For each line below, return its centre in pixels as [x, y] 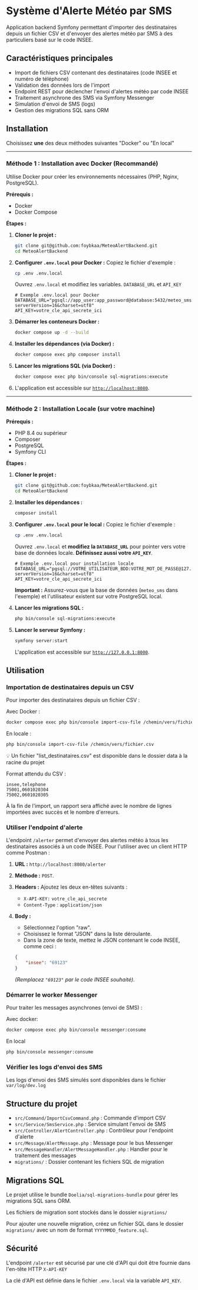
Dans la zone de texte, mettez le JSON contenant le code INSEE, [102, 940]
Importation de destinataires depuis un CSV [70, 687]
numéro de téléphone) [42, 78]
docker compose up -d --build [52, 333]
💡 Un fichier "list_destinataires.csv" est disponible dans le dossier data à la [97, 756]
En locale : [19, 734]
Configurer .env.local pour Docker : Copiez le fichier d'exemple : [95, 262]
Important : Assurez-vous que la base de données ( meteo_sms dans [96, 590]
